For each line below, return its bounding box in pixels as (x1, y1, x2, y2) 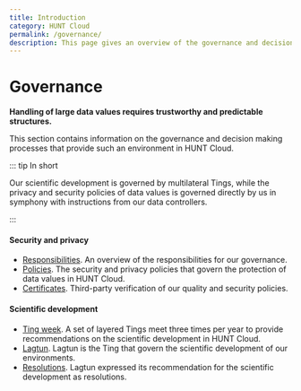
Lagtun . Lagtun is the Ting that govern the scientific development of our (21, 343, 288, 353)
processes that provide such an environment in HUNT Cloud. (9, 143, 235, 153)
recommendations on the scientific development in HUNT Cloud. (21, 333, 262, 343)
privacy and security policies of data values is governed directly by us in (9, 187, 277, 198)
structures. (9, 116, 52, 126)
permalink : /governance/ (9, 30, 102, 39)
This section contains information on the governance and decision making (9, 134, 283, 144)
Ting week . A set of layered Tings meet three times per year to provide (21, 324, 284, 335)
